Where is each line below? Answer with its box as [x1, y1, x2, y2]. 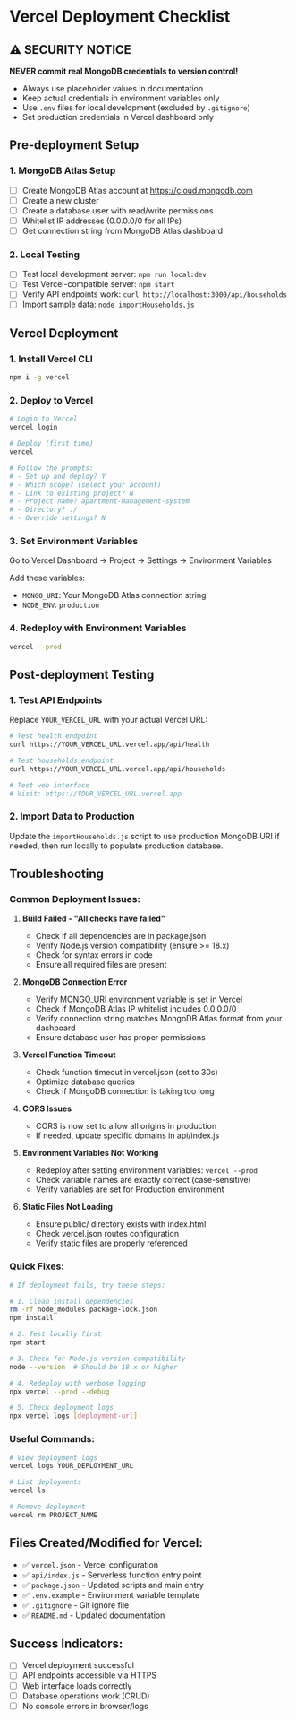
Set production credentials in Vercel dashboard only [21, 112, 215, 122]
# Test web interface [9, 780, 90, 790]
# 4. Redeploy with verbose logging [9, 1378, 146, 1387]
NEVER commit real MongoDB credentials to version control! [9, 65, 239, 76]
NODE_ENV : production [21, 599, 100, 611]
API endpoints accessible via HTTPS [21, 1670, 157, 1681]
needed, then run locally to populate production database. [9, 840, 224, 851]
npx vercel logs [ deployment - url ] [9, 1412, 139, 1420]
